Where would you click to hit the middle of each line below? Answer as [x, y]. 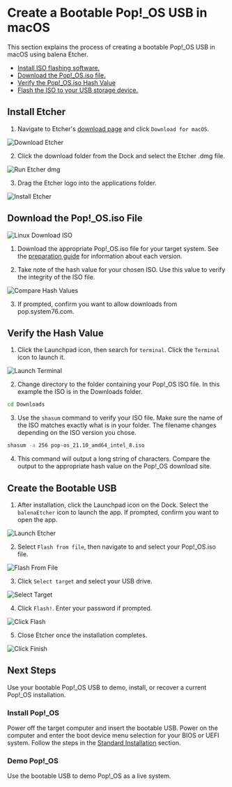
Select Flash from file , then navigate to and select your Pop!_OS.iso [116, 547]
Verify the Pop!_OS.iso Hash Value [67, 82]
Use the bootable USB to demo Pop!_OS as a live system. [89, 776]
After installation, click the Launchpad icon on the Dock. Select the [113, 505]
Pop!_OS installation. [37, 694]
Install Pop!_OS [33, 712]
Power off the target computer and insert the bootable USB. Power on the [113, 728]
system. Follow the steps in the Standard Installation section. [94, 743]
